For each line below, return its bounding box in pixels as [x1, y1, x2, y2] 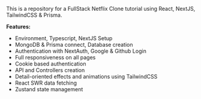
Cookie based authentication [14, 60, 86, 67]
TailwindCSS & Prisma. [6, 11, 62, 19]
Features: [6, 23, 31, 30]
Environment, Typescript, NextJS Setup [14, 35, 113, 41]
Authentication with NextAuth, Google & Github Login [14, 47, 147, 55]
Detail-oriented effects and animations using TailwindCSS [14, 73, 158, 80]
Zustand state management [14, 86, 83, 92]
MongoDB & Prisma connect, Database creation [14, 41, 133, 48]
